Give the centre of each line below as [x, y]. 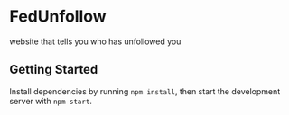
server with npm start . [51, 101]
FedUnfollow [58, 17]
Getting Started [54, 70]
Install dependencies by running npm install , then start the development [145, 91]
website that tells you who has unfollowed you [95, 41]
